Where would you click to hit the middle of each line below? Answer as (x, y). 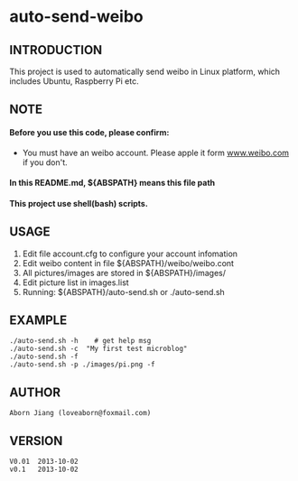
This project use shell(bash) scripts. (79, 203)
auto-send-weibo (76, 17)
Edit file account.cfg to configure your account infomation (130, 254)
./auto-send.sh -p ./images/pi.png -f (82, 365)
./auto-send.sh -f (44, 357)
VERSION (36, 441)
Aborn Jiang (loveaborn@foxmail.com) (80, 413)
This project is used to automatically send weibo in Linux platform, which (145, 71)
